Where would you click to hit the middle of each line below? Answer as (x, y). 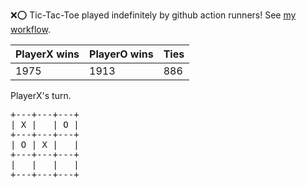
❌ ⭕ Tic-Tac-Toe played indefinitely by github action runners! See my (153, 15)
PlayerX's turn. (41, 95)
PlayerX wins (47, 54)
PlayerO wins (121, 54)
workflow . (30, 29)
